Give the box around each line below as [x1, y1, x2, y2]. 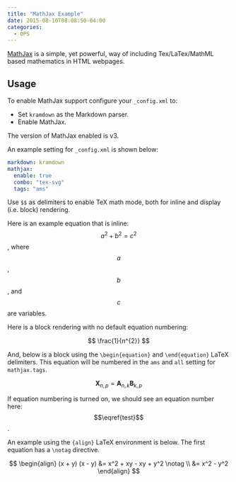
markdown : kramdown [7, 159, 65, 167]
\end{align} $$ [98, 466, 140, 475]
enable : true [13, 172, 52, 179]
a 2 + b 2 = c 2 [100, 230, 137, 240]
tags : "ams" [13, 185, 49, 192]
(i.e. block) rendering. [7, 206, 71, 214]
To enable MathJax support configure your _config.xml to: [7, 96, 178, 105]
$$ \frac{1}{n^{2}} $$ [87, 337, 151, 345]
